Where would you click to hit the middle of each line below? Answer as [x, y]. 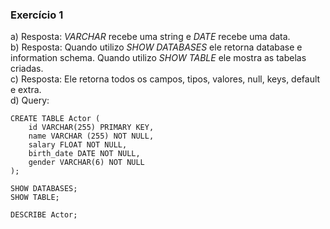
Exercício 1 [37, 15]
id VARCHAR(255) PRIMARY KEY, [91, 128]
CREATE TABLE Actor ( [55, 119]
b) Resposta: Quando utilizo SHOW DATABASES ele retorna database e [156, 47]
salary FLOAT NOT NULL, [78, 145]
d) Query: [30, 100]
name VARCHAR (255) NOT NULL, [91, 136]
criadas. [27, 69]
